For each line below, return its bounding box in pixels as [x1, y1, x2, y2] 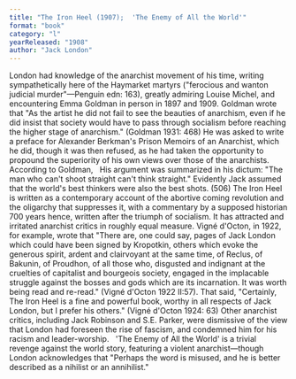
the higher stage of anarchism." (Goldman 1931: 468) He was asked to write [9, 127, 285, 137]
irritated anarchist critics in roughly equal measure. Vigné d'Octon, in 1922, [9, 220, 282, 231]
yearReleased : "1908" [9, 37, 89, 47]
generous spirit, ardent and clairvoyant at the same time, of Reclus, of [9, 249, 263, 259]
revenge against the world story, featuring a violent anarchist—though [9, 343, 264, 354]
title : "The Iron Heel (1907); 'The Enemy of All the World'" [9, 12, 247, 22]
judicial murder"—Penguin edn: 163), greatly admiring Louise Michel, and [9, 89, 276, 100]
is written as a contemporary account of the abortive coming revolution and [9, 192, 285, 204]
